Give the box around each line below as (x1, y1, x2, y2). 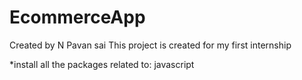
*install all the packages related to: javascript (9, 58, 195, 70)
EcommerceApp (9, 6, 146, 29)
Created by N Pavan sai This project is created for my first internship (9, 39, 292, 51)
